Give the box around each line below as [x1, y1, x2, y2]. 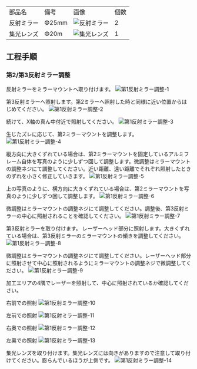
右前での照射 [6, 299, 37, 306]
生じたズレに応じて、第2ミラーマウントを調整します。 [6, 130, 138, 137]
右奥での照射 [6, 324, 37, 331]
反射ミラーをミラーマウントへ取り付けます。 [6, 85, 114, 93]
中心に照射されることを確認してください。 [21, 212, 125, 219]
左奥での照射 [6, 337, 37, 344]
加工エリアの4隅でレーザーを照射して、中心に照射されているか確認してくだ [6, 279, 189, 286]
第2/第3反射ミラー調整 [6, 71, 71, 79]
